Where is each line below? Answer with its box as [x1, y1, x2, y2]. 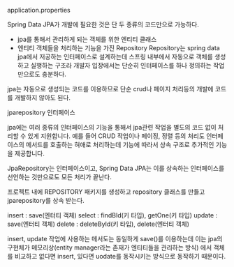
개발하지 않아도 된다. [14, 93, 71, 102]
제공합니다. [14, 149, 45, 158]
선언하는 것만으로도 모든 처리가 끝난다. [7, 173, 112, 181]
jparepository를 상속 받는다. [7, 197, 85, 204]
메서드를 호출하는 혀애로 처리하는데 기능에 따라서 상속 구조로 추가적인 [25, 141, 214, 148]
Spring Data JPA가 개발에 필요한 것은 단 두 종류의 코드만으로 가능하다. [7, 20, 199, 29]
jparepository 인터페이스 [7, 108, 75, 116]
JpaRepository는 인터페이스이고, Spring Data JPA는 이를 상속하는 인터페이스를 [7, 164, 225, 172]
